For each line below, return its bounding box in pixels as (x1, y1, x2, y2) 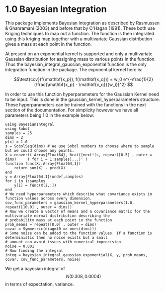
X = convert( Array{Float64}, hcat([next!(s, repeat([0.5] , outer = (5, 152, 153, 157)
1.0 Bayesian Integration (5, 3, 107, 15)
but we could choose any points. (5, 148, 75, 153)
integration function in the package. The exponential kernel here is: (5, 66, 143, 73)
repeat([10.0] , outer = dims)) (5, 204, 72, 209)
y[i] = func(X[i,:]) (14, 183, 57, 188)
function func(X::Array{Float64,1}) (5, 161, 81, 166)
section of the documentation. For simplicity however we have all (5, 107, 138, 113)
